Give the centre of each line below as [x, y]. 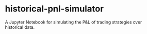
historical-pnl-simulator [55, 9]
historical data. [20, 27]
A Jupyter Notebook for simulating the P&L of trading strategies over [73, 22]
